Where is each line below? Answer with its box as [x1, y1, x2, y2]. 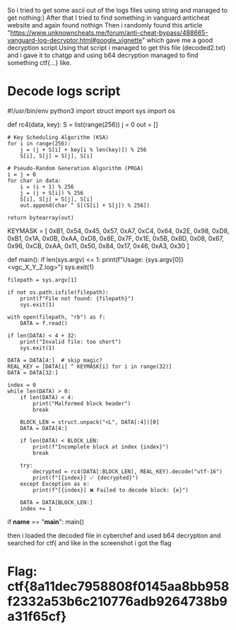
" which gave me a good [141, 36, 213, 44]
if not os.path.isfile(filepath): [7, 289, 110, 296]
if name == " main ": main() [7, 517, 85, 525]
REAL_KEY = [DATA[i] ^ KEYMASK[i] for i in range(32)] [7, 363, 172, 370]
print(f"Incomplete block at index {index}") [33, 443, 170, 451]
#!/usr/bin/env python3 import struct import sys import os [7, 106, 175, 115]
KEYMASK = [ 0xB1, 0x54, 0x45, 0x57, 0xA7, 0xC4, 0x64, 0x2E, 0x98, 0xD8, [7, 226, 230, 235]
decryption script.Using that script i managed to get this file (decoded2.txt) [7, 44, 226, 52]
